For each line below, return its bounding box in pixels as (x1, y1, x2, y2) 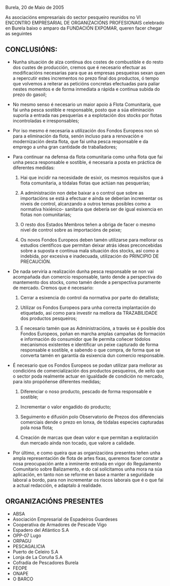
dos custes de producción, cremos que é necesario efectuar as (12, 64, 147, 71)
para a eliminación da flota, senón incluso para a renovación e (12, 133, 144, 139)
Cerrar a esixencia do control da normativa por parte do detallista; (20, 294, 159, 300)
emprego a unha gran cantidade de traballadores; (12, 144, 117, 150)
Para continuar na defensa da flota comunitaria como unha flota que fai (12, 153, 163, 160)
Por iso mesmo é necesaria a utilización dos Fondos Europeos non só (12, 127, 159, 133)
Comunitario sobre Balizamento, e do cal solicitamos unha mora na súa (12, 466, 162, 472)
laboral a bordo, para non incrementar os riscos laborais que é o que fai (12, 477, 164, 483)
